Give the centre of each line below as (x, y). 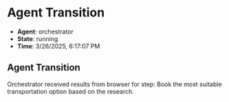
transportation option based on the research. (70, 91)
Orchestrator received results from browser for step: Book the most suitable (115, 84)
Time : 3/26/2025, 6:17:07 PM (58, 46)
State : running (37, 38)
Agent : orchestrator (45, 31)
